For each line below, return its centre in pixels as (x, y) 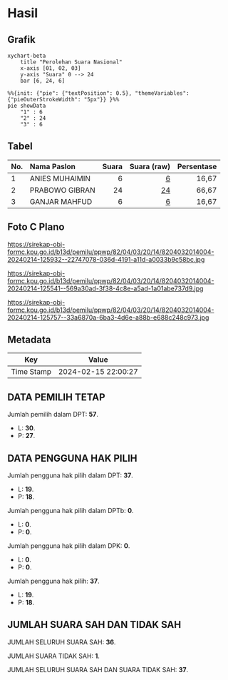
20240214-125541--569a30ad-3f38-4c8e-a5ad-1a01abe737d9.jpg (105, 288)
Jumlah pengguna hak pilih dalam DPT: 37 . (70, 475)
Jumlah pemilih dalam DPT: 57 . (53, 415)
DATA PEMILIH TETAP (56, 397)
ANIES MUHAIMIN (60, 178)
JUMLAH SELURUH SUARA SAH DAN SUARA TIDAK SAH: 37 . (98, 669)
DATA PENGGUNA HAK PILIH (72, 458)
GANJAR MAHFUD (61, 201)
